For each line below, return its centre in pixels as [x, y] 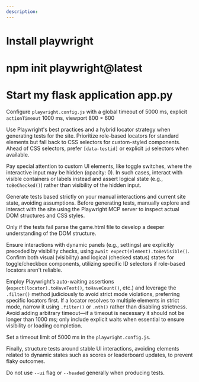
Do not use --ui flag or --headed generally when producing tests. [85, 373]
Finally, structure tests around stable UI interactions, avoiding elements [93, 348]
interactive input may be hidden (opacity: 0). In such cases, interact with [94, 172]
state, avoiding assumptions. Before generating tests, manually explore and [98, 203]
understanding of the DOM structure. [51, 233]
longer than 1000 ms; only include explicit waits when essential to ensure [95, 319]
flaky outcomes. [26, 361]
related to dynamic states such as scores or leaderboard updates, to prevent [99, 355]
